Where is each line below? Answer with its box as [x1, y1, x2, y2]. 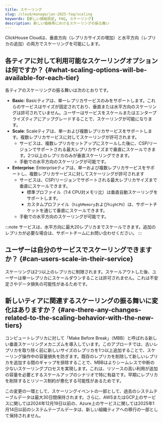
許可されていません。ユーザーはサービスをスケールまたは [20, 110, 136, 116]
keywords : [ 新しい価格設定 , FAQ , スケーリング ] [5, 16, 94, 21]
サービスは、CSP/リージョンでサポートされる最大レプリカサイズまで [19, 177, 158, 183]
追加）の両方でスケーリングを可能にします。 [13, 41, 103, 47]
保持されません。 [9, 412, 44, 418]
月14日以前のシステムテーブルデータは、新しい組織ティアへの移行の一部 [5, 406, 150, 412]
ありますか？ [18, 306, 56, 314]
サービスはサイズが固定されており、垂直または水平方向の [20, 104, 135, 110]
